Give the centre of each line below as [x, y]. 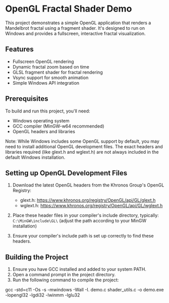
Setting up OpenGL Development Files [66, 173]
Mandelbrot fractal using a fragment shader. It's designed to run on [75, 28]
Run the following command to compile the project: [66, 280]
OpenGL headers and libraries [44, 131]
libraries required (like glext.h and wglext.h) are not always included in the [82, 152]
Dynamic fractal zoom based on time [51, 67]
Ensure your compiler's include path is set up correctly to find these [83, 236]
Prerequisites [27, 99]
